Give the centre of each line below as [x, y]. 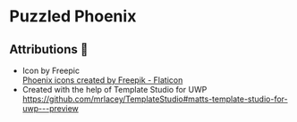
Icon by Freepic [51, 70]
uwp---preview [50, 108]
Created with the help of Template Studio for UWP [115, 89]
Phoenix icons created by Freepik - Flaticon [102, 80]
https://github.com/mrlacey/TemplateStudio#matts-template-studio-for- [155, 99]
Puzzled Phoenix [73, 16]
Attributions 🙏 [49, 49]
